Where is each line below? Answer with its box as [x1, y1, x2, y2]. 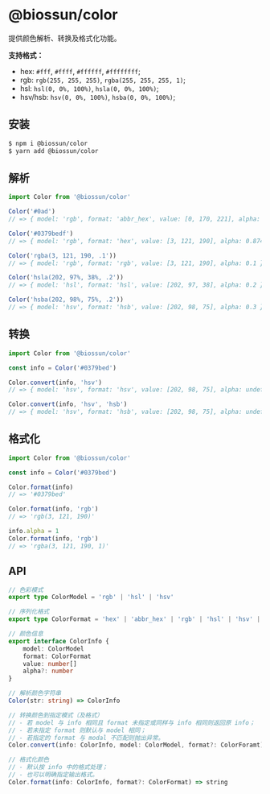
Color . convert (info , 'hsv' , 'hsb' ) [8, 400, 128, 408]
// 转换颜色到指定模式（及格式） [8, 711, 103, 719]
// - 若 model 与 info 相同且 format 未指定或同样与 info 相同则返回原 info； [8, 718, 256, 726]
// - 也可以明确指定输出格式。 [8, 771, 99, 779]
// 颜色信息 [8, 630, 44, 638]
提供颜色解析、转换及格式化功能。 [8, 33, 121, 43]
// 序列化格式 [8, 608, 50, 616]
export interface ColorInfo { [8, 637, 110, 645]
